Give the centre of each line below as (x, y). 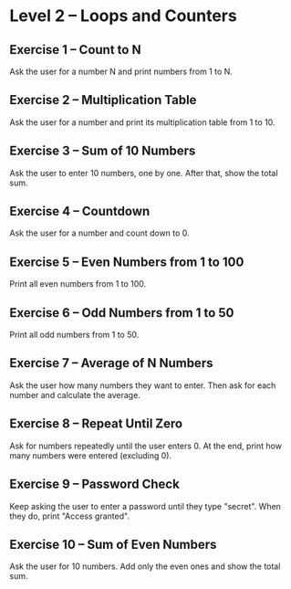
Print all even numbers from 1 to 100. (78, 284)
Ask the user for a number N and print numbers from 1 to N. (121, 71)
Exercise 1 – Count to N (75, 50)
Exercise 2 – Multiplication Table (103, 100)
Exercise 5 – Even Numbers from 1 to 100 (127, 262)
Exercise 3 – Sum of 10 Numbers (103, 151)
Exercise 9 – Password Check (94, 484)
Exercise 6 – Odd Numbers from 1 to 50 (122, 313)
